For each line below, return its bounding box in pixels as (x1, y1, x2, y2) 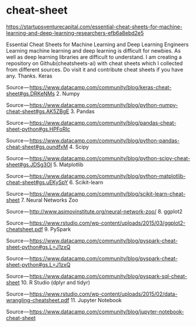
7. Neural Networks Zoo (21, 196, 78, 203)
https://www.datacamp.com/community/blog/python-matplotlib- (29, 172, 186, 179)
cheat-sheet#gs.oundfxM (6, 143, 68, 150)
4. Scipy (69, 143, 89, 150)
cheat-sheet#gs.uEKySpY (6, 179, 68, 186)
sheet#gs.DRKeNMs (6, 90, 55, 97)
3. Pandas (70, 108, 95, 115)
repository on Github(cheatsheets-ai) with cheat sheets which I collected (6, 60, 183, 67)
